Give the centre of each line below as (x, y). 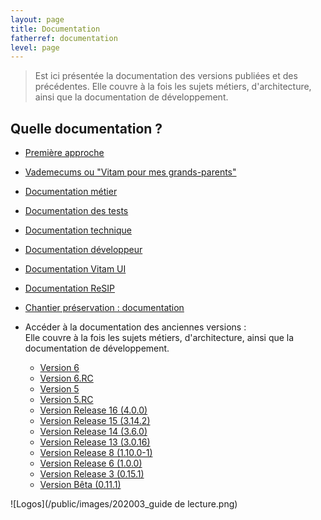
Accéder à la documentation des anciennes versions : (135, 327)
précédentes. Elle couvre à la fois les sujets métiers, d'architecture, (173, 87)
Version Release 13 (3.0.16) (95, 442)
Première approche (64, 153)
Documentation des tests (76, 211)
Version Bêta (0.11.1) (80, 485)
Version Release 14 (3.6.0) (93, 432)
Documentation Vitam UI (75, 269)
